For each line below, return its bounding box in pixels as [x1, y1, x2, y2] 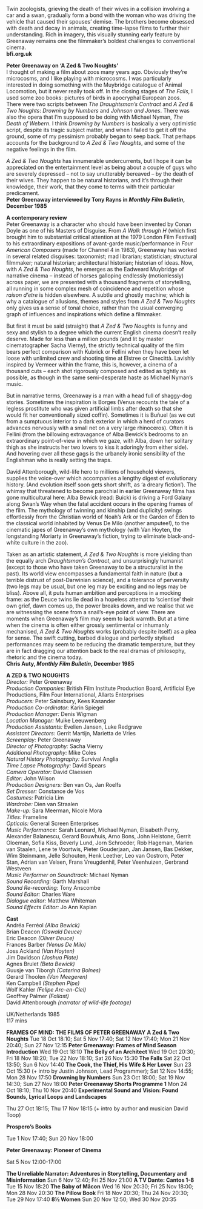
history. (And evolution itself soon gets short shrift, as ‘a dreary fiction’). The [6, 481, 197, 488]
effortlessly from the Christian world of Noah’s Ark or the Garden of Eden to [6, 513, 195, 520]
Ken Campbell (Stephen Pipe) [6, 979, 80, 987]
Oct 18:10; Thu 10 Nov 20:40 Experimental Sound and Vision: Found [6, 1087, 179, 1094]
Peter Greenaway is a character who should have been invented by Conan [6, 220, 192, 228]
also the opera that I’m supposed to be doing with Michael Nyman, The [6, 113, 184, 121]
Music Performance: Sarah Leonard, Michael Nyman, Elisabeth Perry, [6, 826, 180, 833]
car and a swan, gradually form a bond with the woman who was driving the [6, 12, 196, 19]
